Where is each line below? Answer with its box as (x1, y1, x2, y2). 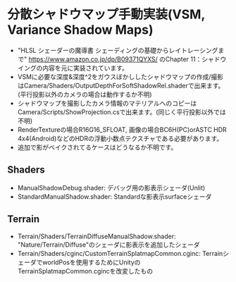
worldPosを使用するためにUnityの (42, 258, 141, 266)
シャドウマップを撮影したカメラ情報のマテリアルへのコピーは (17, 99, 197, 107)
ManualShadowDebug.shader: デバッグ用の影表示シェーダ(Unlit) (17, 183, 206, 192)
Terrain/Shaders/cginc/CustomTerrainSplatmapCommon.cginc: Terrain (17, 249, 223, 257)
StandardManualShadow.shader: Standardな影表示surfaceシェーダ (17, 192, 212, 201)
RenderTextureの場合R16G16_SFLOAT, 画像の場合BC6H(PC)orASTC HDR (17, 125, 227, 134)
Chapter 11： (165, 54, 202, 63)
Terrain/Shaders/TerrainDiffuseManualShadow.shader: (17, 232, 176, 240)
